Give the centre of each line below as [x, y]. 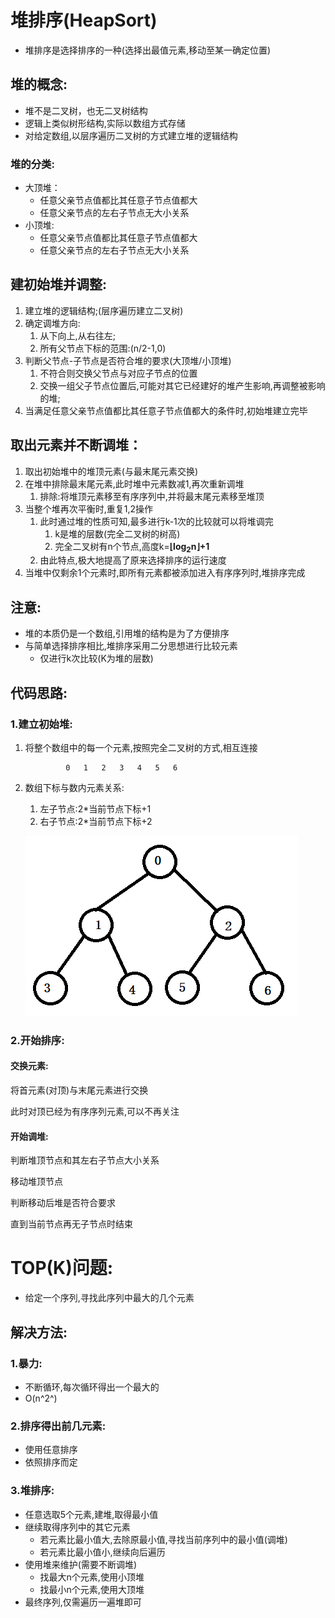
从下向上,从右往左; [77, 335]
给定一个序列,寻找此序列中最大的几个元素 [109, 1298]
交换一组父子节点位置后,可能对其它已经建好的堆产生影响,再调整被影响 [182, 385]
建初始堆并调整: [59, 284]
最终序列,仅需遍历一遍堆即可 [83, 1602]
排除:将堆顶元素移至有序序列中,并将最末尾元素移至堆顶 [152, 496]
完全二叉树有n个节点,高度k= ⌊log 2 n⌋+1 [132, 547]
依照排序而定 [51, 1462]
